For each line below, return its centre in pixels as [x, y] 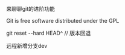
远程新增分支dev [27, 46]
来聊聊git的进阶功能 [31, 9]
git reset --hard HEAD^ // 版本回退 [49, 33]
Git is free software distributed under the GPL [63, 21]
